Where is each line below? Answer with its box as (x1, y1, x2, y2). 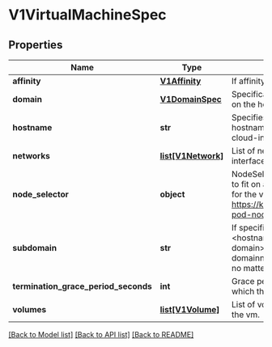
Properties (8, 38, 63, 52)
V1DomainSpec (159, 94, 222, 104)
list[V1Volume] (159, 304, 220, 315)
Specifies (231, 112, 267, 123)
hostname (12, 122, 53, 133)
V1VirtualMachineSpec (8, 6, 168, 24)
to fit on (231, 179, 261, 189)
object (159, 188, 185, 200)
